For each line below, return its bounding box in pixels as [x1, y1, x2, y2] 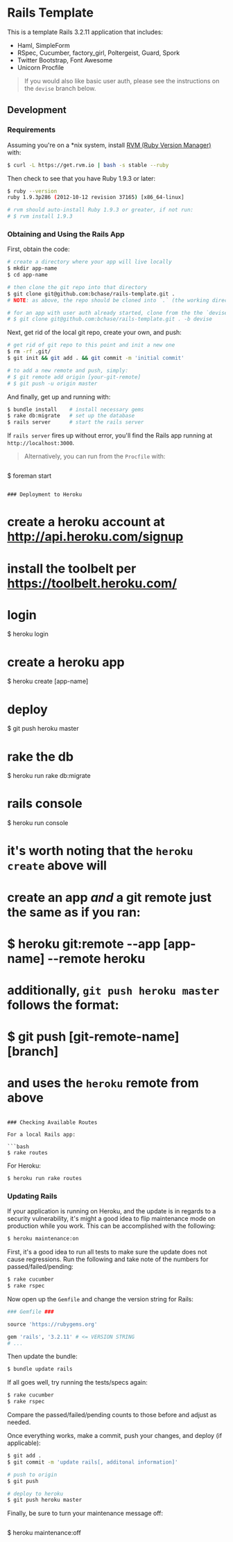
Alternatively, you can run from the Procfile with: [24, 452, 166, 460]
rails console [7, 796, 83, 812]
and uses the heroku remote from [7, 1075, 199, 1091]
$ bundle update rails [7, 1366, 73, 1373]
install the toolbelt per [7, 560, 137, 576]
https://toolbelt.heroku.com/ [7, 575, 178, 591]
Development [7, 104, 67, 116]
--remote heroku [47, 951, 146, 967]
